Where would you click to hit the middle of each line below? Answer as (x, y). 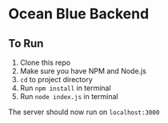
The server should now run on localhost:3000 (84, 112)
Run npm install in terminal (65, 88)
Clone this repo (45, 62)
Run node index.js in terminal (69, 96)
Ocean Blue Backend (79, 14)
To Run (26, 44)
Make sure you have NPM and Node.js (83, 71)
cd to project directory (56, 79)
